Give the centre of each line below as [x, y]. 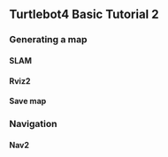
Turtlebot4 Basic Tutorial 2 [84, 15]
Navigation [33, 124]
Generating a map [48, 40]
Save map [28, 101]
